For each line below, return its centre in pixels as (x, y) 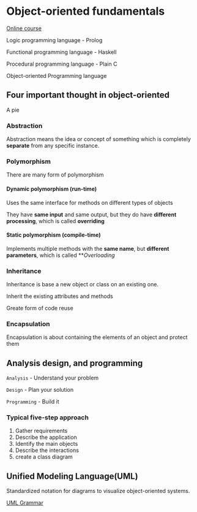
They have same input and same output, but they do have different (91, 214)
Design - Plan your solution (40, 390)
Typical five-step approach (47, 418)
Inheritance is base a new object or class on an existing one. (83, 285)
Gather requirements (41, 431)
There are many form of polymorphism (55, 175)
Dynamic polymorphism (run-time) (52, 189)
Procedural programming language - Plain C (62, 64)
